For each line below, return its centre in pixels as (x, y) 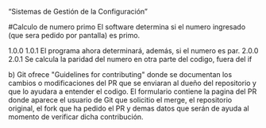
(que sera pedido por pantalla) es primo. (74, 35)
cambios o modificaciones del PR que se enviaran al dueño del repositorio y (132, 83)
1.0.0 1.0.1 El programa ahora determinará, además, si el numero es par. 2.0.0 (133, 50)
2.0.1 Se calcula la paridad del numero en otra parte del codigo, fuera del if (130, 59)
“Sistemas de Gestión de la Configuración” (78, 12)
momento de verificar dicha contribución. (76, 117)
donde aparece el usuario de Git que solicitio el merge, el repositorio (120, 100)
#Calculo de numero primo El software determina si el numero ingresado (127, 27)
